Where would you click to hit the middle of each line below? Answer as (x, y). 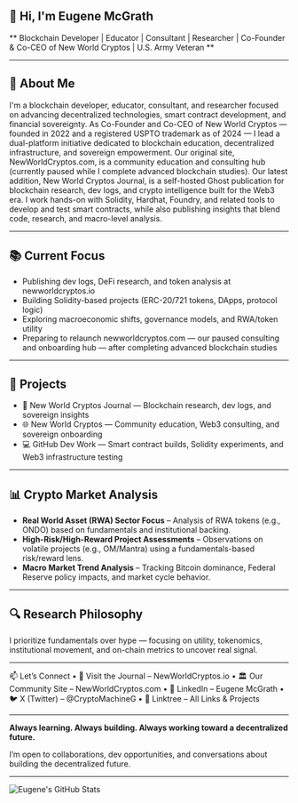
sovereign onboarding (62, 434)
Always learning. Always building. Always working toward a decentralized (149, 727)
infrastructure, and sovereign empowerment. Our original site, (122, 152)
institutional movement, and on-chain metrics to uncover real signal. (133, 649)
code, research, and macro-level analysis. (86, 218)
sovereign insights (55, 415)
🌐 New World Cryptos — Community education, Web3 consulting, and (151, 424)
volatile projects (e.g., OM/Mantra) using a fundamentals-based (138, 549)
